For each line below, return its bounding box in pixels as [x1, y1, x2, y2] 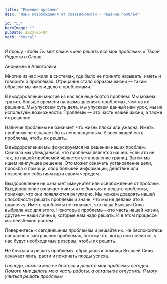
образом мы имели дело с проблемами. [5, 84, 92, 90]
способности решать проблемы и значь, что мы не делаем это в [5, 196, 144, 202]
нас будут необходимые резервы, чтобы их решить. [5, 238, 117, 244]
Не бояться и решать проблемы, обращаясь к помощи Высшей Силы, [5, 248, 155, 253]
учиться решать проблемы [5, 273, 63, 279]
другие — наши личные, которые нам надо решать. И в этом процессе [5, 212, 157, 218]
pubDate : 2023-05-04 [5, 30, 48, 35]
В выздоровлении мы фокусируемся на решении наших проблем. [5, 144, 146, 150]
